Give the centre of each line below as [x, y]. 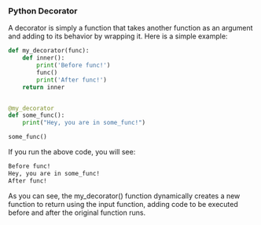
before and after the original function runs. [77, 212]
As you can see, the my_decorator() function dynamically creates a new [124, 196]
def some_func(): [37, 115]
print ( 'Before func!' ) [74, 65]
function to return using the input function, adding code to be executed [123, 204]
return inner [44, 87]
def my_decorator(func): [49, 51]
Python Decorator [43, 11]
